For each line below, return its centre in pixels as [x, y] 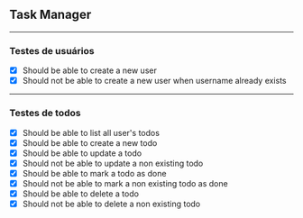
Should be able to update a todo [82, 153]
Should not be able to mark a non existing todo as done [125, 183]
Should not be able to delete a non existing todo [111, 204]
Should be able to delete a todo [81, 194]
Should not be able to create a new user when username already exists [154, 81]
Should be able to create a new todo [90, 142]
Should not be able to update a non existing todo [113, 163]
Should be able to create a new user [90, 70]
